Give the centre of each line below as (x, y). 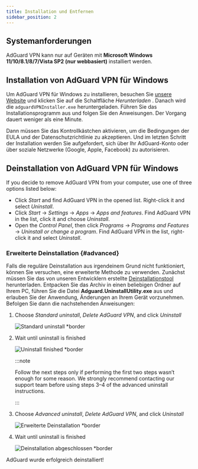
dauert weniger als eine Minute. (45, 119)
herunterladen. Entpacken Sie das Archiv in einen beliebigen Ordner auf (94, 285)
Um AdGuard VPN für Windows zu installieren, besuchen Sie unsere (89, 95)
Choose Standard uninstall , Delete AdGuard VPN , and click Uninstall (98, 315)
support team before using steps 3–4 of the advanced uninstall (91, 385)
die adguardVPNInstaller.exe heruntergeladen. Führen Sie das (82, 107)
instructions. (30, 391)
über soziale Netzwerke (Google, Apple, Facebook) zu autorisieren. (88, 150)
